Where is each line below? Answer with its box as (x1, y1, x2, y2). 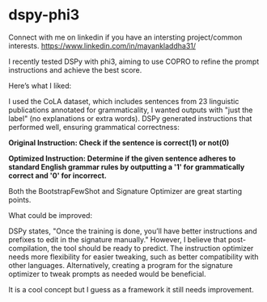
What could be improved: (8, 210, 93, 220)
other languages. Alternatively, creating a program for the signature (8, 260, 233, 270)
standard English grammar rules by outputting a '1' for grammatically (8, 161, 245, 171)
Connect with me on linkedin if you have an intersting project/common (8, 32, 243, 42)
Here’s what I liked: (8, 81, 72, 90)
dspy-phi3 (8, 6, 80, 24)
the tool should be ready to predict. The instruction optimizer (51, 243, 254, 253)
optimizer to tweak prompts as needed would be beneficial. (8, 269, 206, 279)
